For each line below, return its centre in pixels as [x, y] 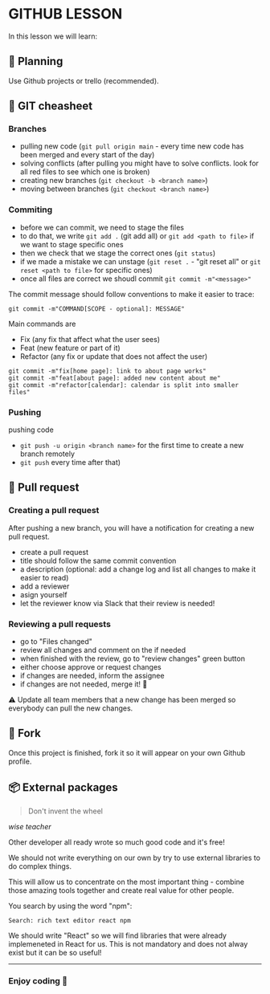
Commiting [31, 210]
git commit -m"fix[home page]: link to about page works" [107, 371]
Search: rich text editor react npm [70, 920]
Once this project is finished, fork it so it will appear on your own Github [127, 752]
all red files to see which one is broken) [85, 172]
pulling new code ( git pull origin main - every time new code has [132, 146]
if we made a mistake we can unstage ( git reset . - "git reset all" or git [140, 261]
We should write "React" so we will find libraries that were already [118, 935]
